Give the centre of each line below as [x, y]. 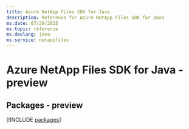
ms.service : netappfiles [38, 40]
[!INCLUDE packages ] [34, 120]
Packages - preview [45, 105]
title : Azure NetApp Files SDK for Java [58, 12]
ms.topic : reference [33, 29]
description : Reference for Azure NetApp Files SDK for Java [85, 18]
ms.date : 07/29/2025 [33, 23]
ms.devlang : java [28, 35]
